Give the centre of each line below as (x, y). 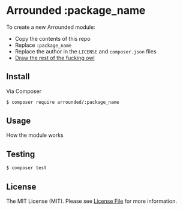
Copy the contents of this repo (53, 38)
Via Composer (24, 91)
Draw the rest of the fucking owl (55, 58)
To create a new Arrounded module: (51, 27)
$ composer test (26, 168)
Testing (21, 154)
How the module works (35, 135)
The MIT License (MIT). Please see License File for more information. (91, 201)
